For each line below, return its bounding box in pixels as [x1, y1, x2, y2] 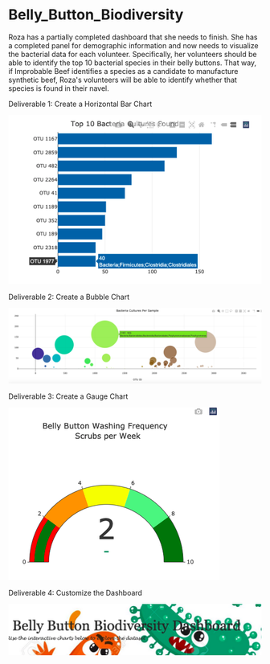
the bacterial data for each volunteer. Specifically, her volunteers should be [8, 49, 257, 59]
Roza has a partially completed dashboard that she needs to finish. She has [8, 32, 258, 42]
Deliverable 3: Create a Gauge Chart [8, 391, 129, 401]
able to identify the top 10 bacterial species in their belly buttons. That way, [8, 58, 257, 68]
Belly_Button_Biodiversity [8, 6, 184, 24]
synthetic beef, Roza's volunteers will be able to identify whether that [8, 75, 237, 84]
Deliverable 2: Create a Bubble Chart [8, 292, 130, 301]
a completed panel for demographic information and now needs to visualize [8, 40, 259, 50]
